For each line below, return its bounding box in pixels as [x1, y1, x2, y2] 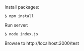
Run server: [4, 22, 28, 28]
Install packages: [4, 4, 39, 10]
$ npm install [4, 14, 34, 19]
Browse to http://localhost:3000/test [4, 40, 79, 46]
